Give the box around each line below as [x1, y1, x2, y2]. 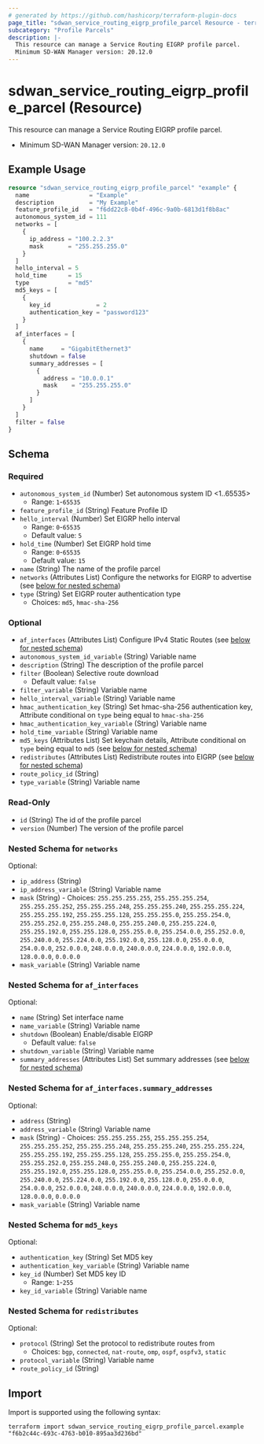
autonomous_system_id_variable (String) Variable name [19, 651, 196, 662]
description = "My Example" [15, 199, 139, 206]
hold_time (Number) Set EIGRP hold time [19, 539, 152, 548]
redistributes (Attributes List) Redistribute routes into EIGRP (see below [19, 752, 255, 762]
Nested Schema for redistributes [8, 1305, 139, 1316]
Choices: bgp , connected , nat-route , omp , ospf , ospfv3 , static [31, 1347, 226, 1357]
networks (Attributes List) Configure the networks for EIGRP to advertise [19, 573, 252, 582]
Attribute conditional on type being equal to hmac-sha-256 [19, 711, 204, 720]
